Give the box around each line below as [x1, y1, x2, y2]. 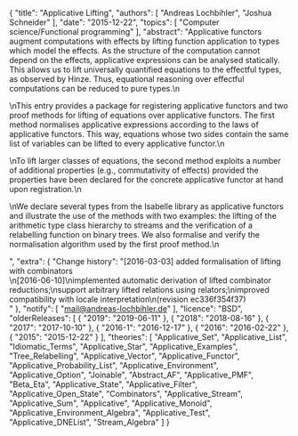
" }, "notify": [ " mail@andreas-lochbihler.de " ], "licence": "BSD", [9, 303, 243, 314]
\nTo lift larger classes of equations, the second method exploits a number [9, 156, 282, 166]
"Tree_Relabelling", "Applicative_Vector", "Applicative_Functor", [9, 351, 240, 361]
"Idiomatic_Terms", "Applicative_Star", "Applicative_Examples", [9, 342, 238, 351]
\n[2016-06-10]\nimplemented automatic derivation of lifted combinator [9, 275, 271, 286]
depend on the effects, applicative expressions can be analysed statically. [9, 55, 280, 65]
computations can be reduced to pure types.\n [9, 84, 181, 93]
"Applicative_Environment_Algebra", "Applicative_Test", [9, 408, 211, 417]
